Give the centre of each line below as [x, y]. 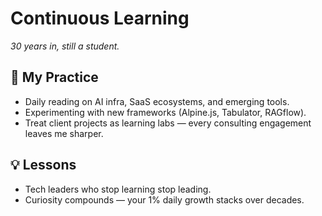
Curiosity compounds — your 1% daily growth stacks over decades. [164, 199]
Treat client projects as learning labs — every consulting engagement [168, 123]
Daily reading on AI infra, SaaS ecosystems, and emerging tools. [157, 101]
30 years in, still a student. [65, 46]
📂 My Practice [54, 77]
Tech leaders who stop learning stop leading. [118, 189]
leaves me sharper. [64, 133]
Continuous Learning [100, 18]
